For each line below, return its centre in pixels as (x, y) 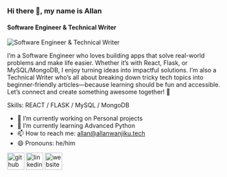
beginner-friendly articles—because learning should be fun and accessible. (114, 85)
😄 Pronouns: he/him (46, 144)
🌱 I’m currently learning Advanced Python (76, 126)
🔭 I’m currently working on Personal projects (80, 118)
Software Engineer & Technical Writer (62, 27)
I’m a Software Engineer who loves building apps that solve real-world (106, 56)
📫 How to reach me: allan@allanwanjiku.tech (81, 133)
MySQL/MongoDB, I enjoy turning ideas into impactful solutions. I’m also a (112, 70)
